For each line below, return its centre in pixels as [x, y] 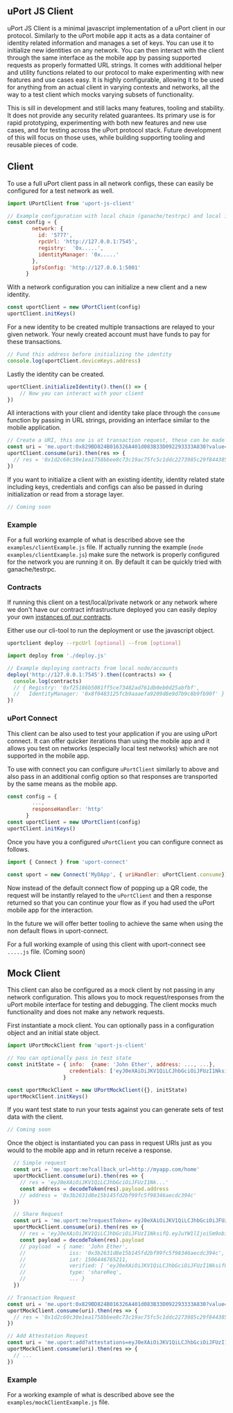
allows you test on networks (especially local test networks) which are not [113, 748]
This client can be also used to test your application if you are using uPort [112, 733]
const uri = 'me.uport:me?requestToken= [72, 1221]
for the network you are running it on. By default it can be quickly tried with [114, 562]
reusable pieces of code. [43, 144]
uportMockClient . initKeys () [48, 1096]
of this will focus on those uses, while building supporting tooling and [106, 137]
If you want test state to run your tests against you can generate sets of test [115, 1110]
